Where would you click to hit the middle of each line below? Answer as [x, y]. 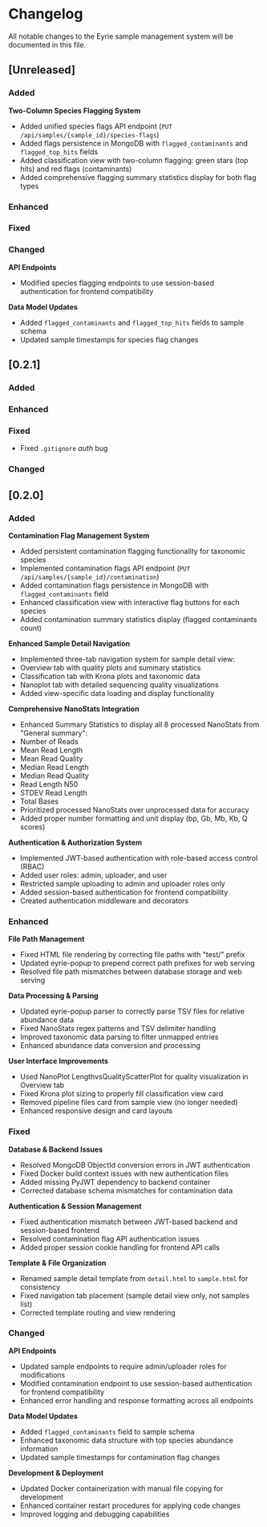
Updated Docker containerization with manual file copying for [121, 1488]
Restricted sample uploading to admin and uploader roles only [123, 883]
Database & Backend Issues [56, 1149]
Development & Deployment [56, 1472]
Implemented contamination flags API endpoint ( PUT [105, 568]
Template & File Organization [57, 1263]
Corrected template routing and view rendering [97, 1312]
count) [31, 628]
